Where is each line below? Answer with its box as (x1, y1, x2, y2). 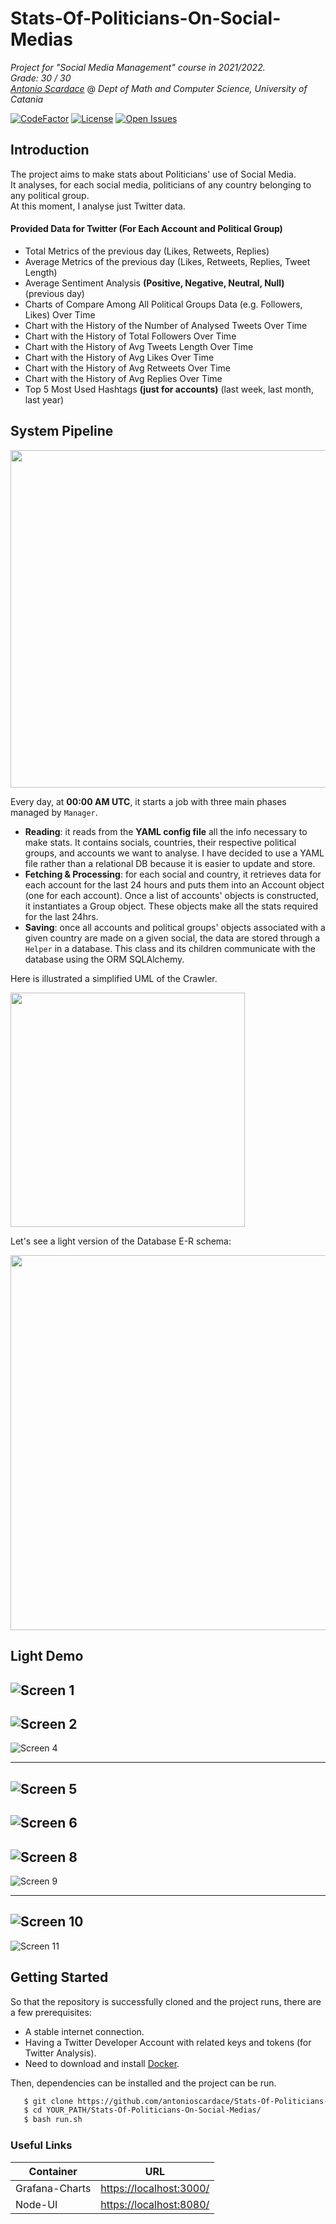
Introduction (10, 142, 90, 159)
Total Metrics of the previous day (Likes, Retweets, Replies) (24, 245, 270, 257)
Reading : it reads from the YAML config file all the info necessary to (24, 825, 308, 837)
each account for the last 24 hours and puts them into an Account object (24, 878, 325, 891)
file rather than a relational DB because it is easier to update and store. (24, 857, 316, 869)
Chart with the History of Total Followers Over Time (24, 330, 237, 342)
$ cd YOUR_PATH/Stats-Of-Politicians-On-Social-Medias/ (23, 2105, 262, 2116)
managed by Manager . (10, 806, 98, 818)
